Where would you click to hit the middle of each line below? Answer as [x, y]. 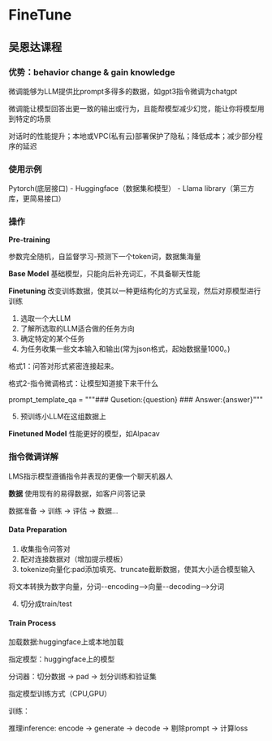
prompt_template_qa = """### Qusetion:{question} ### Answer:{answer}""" [136, 400]
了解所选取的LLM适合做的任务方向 [78, 329]
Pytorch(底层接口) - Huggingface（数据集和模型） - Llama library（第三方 [132, 188]
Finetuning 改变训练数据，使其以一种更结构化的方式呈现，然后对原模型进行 [135, 291]
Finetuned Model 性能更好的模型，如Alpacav [84, 434]
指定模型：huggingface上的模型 [62, 659]
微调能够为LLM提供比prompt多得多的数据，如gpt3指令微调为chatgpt [123, 91]
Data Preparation [38, 530]
